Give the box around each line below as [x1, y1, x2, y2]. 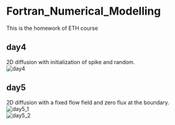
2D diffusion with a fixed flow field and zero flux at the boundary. [6, 99, 170, 106]
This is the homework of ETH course [6, 24, 99, 32]
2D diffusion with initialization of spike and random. [6, 58, 135, 65]
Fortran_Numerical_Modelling [6, 4, 161, 18]
